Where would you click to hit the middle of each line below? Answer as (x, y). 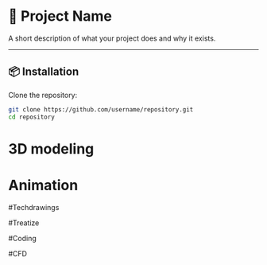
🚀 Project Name (60, 16)
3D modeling (51, 148)
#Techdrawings (34, 207)
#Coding (23, 238)
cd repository (32, 117)
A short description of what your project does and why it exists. (112, 38)
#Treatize (24, 223)
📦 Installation (44, 72)
